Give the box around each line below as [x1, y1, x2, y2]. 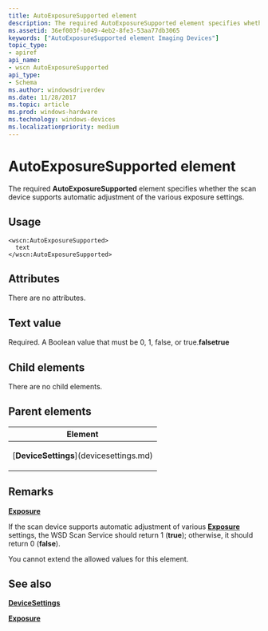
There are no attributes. [8, 293, 86, 303]
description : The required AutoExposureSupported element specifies [8, 19, 241, 27]
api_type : [8, 71, 41, 79]
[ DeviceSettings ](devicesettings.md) [12, 450, 153, 461]
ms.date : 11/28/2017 [8, 93, 77, 101]
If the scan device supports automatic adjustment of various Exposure [8, 522, 241, 531]
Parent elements [8, 404, 92, 419]
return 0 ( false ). [8, 538, 61, 548]
